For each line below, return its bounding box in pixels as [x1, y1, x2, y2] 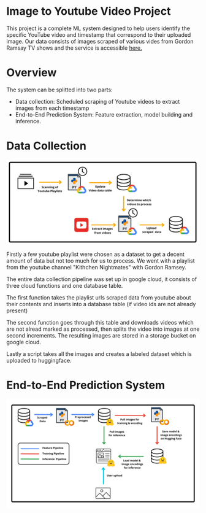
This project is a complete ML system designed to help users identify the [6, 25, 190, 32]
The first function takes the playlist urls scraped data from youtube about [6, 294, 191, 301]
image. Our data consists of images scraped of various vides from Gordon [6, 37, 194, 45]
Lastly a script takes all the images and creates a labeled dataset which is [6, 350, 192, 358]
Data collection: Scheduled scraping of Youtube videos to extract [15, 98, 180, 105]
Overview [6, 66, 57, 80]
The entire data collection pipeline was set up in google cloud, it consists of [6, 276, 197, 283]
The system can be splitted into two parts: [6, 86, 113, 93]
